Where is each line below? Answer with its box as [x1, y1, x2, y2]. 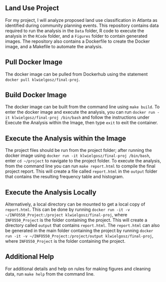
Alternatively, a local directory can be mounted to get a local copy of [5, 201, 146, 208]
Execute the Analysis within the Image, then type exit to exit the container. [5, 120, 158, 126]
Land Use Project [5, 4, 59, 12]
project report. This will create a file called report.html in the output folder [5, 168, 158, 174]
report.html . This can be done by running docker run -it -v [5, 207, 130, 212]
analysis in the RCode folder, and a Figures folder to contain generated [5, 33, 148, 39]
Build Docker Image [5, 91, 67, 99]
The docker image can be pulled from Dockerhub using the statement [5, 71, 148, 77]
